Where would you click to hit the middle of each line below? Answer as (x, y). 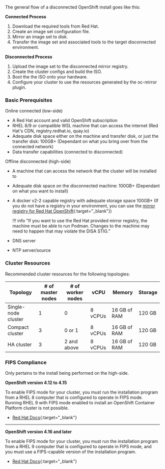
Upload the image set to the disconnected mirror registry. (70, 66)
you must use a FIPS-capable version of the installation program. (71, 452)
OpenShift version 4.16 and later (39, 431)
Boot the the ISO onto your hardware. (50, 77)
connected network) (33, 147)
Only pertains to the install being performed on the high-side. (67, 373)
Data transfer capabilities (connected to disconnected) (68, 152)
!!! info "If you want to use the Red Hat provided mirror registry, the (80, 221)
